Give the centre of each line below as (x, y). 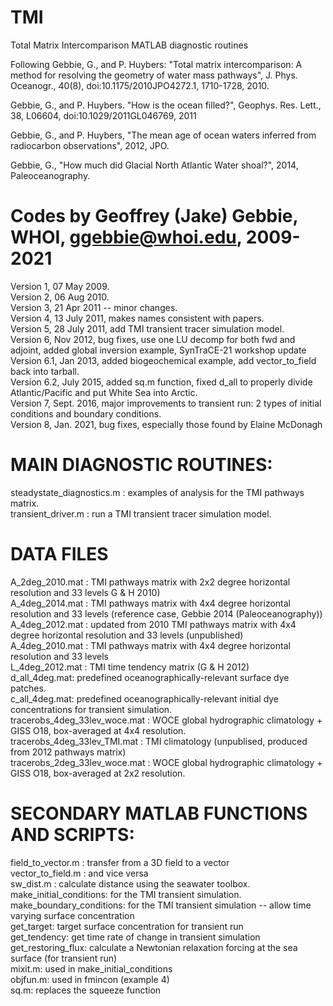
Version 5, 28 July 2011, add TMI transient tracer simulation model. (147, 328)
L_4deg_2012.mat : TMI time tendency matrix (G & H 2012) (130, 667)
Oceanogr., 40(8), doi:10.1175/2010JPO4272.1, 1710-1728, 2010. (140, 85)
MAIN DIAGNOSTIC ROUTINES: (141, 465)
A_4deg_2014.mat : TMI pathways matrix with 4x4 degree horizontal (150, 603)
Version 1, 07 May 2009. (60, 286)
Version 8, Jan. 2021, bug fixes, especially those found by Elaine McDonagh (166, 424)
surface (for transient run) (64, 958)
